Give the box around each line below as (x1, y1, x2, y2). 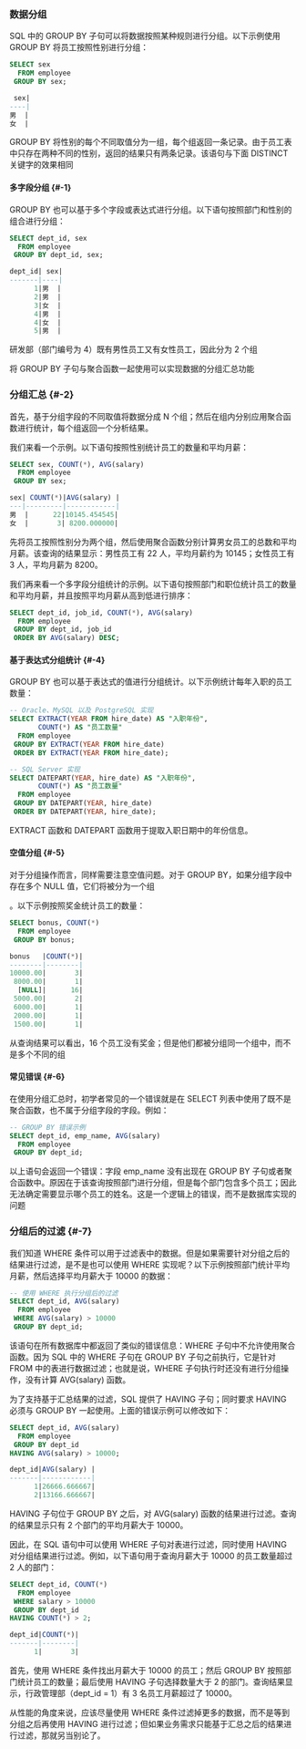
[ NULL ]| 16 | (17, 986, 84, 995)
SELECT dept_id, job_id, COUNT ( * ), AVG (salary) (9, 608, 194, 617)
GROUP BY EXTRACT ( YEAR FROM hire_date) (13, 740, 166, 749)
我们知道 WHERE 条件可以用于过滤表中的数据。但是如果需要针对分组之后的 (9, 1247, 290, 1258)
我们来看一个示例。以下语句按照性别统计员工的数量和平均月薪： (9, 441, 249, 452)
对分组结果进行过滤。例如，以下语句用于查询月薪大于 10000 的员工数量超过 (9, 1550, 293, 1561)
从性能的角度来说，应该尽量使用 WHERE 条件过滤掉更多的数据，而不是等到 (9, 1707, 290, 1718)
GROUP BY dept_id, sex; (13, 251, 104, 260)
